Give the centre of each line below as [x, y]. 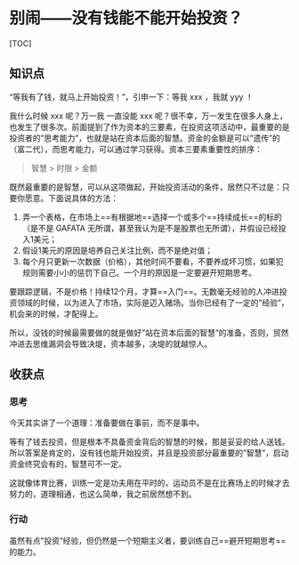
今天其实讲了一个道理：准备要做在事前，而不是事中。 [107, 423]
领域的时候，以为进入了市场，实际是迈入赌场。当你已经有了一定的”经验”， [153, 303]
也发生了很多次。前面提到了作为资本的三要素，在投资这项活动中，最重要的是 [149, 126]
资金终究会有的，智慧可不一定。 [68, 464]
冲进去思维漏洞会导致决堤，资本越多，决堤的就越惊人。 [110, 343]
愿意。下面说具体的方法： [71, 198]
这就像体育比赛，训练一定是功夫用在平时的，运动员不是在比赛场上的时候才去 [149, 483]
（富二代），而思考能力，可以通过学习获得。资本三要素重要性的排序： [136, 149]
